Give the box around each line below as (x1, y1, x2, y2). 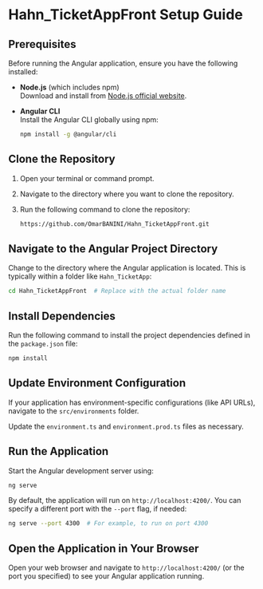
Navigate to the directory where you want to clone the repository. (19, 189, 235, 199)
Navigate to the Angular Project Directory (8, 242, 218, 255)
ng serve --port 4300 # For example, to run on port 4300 (8, 520, 209, 528)
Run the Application (8, 445, 109, 458)
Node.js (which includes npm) (19, 82, 120, 92)
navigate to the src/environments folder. (8, 405, 139, 416)
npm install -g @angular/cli (19, 130, 117, 138)
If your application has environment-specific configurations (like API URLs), (8, 397, 256, 407)
